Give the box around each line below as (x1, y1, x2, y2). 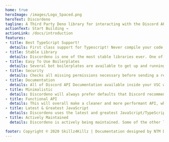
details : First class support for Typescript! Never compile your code (10, 45, 163, 50)
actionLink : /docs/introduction (5, 31, 73, 36)
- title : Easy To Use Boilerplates (5, 59, 80, 64)
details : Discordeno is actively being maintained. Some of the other (10, 119, 161, 125)
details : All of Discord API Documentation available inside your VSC (10, 82, 161, 87)
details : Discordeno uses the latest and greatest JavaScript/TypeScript (10, 110, 167, 116)
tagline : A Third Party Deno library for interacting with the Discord (5, 21, 158, 27)
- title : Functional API (5, 96, 57, 101)
